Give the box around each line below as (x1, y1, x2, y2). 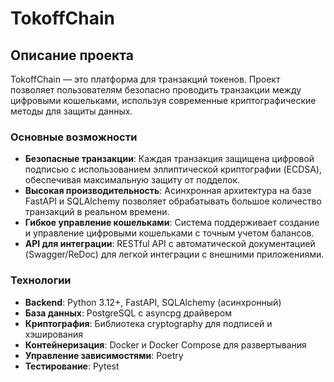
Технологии (10, 273, 72, 287)
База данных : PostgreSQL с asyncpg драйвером (24, 307, 232, 319)
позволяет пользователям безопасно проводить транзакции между (10, 84, 302, 96)
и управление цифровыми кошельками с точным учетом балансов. (24, 227, 315, 239)
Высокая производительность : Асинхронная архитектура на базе (24, 185, 312, 197)
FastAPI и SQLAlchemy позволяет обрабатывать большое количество (24, 195, 322, 207)
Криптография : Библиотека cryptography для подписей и (24, 317, 273, 329)
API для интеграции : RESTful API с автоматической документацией (24, 238, 316, 250)
